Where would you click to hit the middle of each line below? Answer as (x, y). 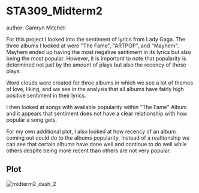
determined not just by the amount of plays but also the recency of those (96, 65)
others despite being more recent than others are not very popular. (89, 150)
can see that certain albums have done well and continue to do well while (97, 144)
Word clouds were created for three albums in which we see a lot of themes (100, 83)
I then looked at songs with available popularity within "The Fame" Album (97, 107)
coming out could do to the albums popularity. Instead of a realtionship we (98, 138)
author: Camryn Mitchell (36, 28)
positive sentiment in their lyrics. (46, 95)
